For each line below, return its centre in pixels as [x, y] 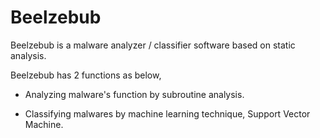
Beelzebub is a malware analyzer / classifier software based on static [153, 45]
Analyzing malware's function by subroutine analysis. [134, 94]
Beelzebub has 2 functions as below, [86, 75]
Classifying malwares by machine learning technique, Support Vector [167, 113]
